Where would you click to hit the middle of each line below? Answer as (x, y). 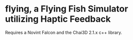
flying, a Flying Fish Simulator (67, 9)
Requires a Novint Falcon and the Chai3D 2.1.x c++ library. (64, 32)
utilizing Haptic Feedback (58, 19)
